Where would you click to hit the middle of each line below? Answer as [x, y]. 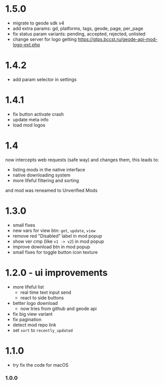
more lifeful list [28, 287]
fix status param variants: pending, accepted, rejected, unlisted [79, 34]
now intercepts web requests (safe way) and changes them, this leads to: [82, 160]
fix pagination [27, 319]
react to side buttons [42, 298]
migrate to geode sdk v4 [38, 23]
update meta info [31, 119]
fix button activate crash [38, 114]
